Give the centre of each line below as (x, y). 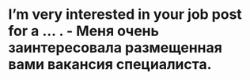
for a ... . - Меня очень (84, 31)
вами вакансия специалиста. (110, 65)
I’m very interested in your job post (125, 15)
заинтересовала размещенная (116, 48)
